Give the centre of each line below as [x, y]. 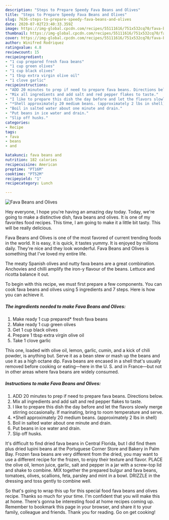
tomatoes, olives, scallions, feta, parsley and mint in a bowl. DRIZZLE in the [83, 476]
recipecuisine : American [31, 165]
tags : [11, 132]
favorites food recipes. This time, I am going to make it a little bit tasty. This [83, 223]
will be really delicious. [29, 228]
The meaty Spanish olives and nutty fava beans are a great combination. [80, 264]
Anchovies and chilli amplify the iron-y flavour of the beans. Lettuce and [80, 269]
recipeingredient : [24, 57]
